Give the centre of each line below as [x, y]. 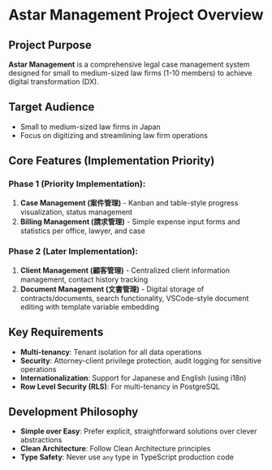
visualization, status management [76, 212]
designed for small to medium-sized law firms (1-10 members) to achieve [130, 73]
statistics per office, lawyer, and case [83, 231]
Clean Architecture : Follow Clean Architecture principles [115, 449]
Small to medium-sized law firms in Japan [90, 127]
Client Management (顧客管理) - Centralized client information [125, 270]
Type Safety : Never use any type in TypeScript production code [127, 457]
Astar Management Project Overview [136, 15]
